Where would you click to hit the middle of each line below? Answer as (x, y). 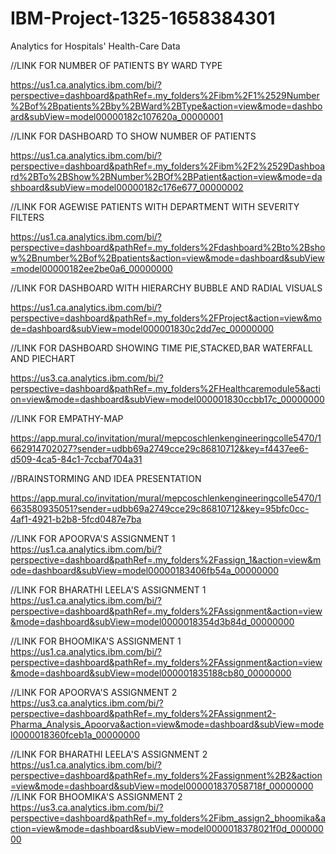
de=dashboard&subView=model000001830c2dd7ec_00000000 (142, 328)
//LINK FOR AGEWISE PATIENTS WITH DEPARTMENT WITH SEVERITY (155, 206)
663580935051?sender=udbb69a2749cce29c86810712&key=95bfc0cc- (160, 508)
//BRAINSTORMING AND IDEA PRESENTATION (106, 478)
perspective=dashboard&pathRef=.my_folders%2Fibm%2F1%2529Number (165, 95)
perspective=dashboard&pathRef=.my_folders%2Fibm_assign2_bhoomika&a (168, 818)
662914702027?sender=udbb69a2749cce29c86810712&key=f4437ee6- (159, 448)
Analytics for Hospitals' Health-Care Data (95, 46)
